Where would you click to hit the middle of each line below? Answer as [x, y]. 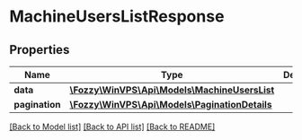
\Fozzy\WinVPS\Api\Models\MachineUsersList [172, 90]
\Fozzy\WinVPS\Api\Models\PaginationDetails [171, 105]
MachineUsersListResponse [117, 17]
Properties [40, 50]
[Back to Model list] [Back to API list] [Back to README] [112, 127]
